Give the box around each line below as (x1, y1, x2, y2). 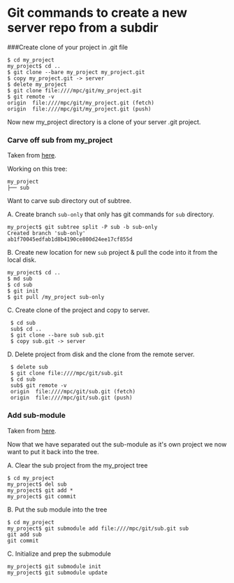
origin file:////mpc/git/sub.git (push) (10, 394, 133, 402)
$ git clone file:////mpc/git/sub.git (10, 370, 124, 377)
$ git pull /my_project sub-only (7, 294, 105, 301)
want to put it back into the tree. (7, 447, 99, 456)
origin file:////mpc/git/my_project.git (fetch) (7, 99, 155, 106)
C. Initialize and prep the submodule (7, 549, 112, 558)
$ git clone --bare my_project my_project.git (7, 69, 145, 76)
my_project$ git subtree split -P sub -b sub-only (7, 224, 158, 231)
